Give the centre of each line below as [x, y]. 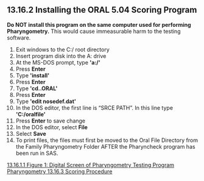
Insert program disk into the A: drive [61, 56]
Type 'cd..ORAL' [37, 88]
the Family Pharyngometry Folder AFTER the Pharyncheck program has [105, 146]
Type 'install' [33, 75]
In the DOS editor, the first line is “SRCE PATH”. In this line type [94, 108]
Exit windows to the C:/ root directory [63, 49]
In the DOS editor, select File [51, 127]
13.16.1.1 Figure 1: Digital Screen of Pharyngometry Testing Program [91, 165]
